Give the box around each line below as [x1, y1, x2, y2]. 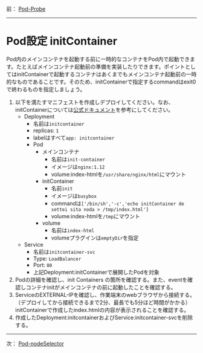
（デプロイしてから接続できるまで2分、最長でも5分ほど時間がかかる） [14, 299, 188, 306]
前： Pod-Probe [6, 5, 46, 12]
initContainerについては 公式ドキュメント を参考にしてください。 [14, 106, 174, 113]
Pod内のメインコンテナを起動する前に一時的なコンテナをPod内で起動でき [6, 55, 190, 62]
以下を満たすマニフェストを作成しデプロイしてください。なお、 [14, 99, 174, 106]
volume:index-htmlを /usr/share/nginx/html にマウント [51, 170, 186, 178]
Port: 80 [33, 261, 53, 268]
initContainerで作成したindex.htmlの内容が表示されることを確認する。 [14, 306, 190, 313]
